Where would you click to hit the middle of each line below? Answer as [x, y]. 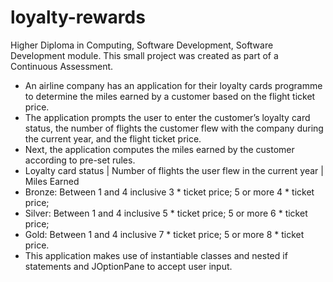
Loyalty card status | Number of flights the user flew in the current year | [174, 170]
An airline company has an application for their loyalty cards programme [173, 85]
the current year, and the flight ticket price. [113, 138]
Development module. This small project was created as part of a [144, 55]
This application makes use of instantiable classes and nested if [156, 255]
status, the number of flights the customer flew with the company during [174, 128]
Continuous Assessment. [62, 66]
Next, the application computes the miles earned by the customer [159, 149]
